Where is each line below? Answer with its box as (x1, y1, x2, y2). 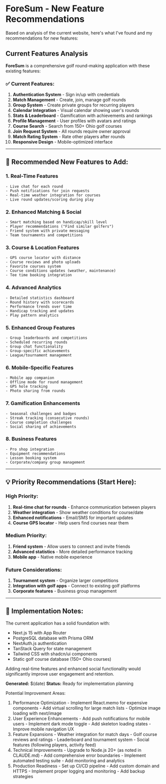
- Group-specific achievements (5, 348, 70, 353)
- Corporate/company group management (5, 460, 85, 465)
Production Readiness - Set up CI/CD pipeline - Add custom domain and (12, 763, 160, 769)
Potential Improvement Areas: (5, 690, 66, 696)
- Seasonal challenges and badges (5, 411, 77, 416)
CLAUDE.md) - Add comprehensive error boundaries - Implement (12, 752, 146, 758)
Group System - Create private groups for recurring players (12, 102, 134, 108)
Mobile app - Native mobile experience (12, 554, 93, 560)
